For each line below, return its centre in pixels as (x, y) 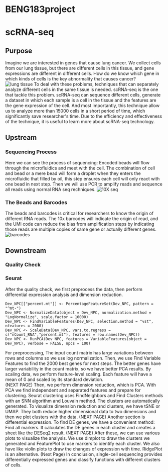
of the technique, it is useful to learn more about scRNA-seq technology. (80, 122)
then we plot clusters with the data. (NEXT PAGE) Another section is (75, 417)
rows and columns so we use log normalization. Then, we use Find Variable (83, 358)
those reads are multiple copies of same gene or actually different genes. (81, 229)
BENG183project (40, 9)
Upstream (21, 137)
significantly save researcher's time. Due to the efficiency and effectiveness (84, 116)
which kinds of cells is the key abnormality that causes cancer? (71, 79)
